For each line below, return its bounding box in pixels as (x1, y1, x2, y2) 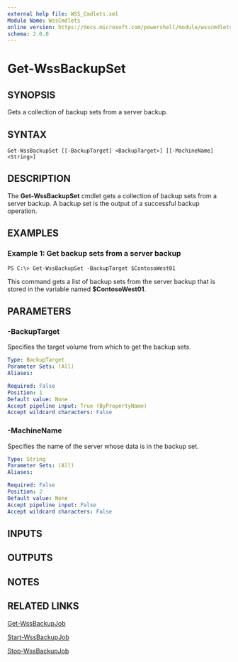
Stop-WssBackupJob (7, 646, 69, 655)
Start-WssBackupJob (7, 633, 69, 641)
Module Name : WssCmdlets (7, 17, 81, 24)
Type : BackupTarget (7, 357, 65, 364)
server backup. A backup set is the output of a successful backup (7, 199, 200, 207)
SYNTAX (7, 129, 47, 141)
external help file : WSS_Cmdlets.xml (7, 10, 119, 18)
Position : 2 (7, 488, 42, 496)
